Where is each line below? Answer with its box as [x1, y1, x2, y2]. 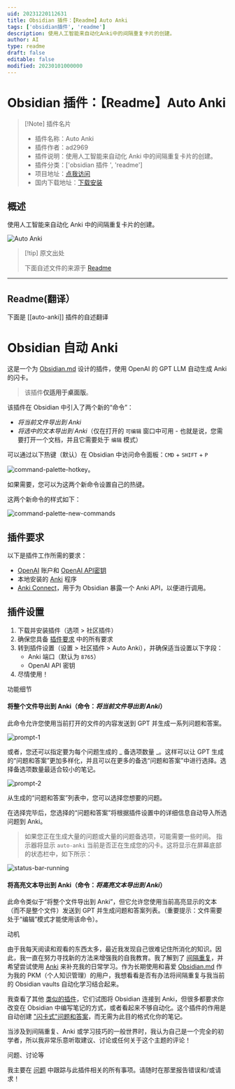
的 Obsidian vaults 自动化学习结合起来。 [7, 980, 123, 989]
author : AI [7, 36, 39, 43]
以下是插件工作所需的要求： [7, 551, 87, 560]
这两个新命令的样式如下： [7, 495, 81, 503]
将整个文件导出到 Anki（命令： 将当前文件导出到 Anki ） [7, 702, 166, 710]
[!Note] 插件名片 [24, 119, 71, 128]
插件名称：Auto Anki [34, 134, 94, 142]
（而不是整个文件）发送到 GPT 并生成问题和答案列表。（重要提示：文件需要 [7, 906, 222, 915]
